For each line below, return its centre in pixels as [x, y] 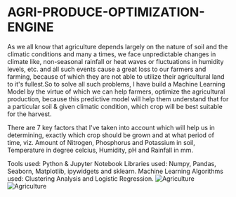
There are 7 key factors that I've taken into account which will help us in [111, 127]
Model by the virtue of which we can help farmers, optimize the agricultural [116, 91]
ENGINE [31, 27]
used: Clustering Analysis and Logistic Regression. [80, 178]
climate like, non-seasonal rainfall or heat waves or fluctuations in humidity [116, 61]
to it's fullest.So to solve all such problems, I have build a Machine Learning [116, 84]
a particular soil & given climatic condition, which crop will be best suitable [115, 106]
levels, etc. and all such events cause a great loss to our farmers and [107, 69]
